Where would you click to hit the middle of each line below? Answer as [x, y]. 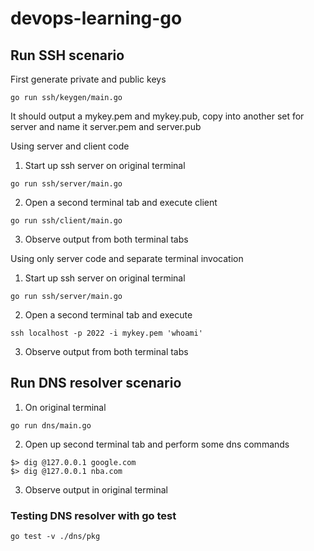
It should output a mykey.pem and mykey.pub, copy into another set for [157, 116]
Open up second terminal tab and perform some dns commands [157, 444]
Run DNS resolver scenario [96, 383]
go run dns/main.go [51, 425]
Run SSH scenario [67, 55]
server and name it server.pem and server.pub [106, 126]
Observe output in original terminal [96, 489]
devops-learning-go [96, 18]
